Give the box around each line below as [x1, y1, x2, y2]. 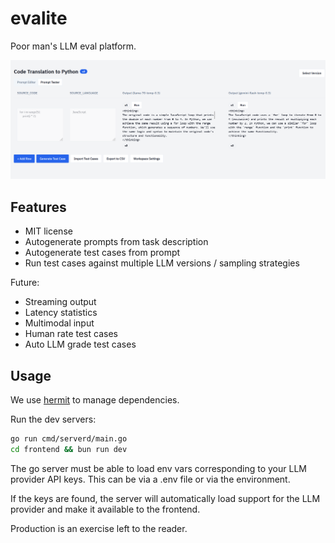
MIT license [24, 225, 73, 237]
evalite [10, 7, 68, 30]
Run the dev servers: [10, 413, 97, 426]
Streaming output [24, 296, 97, 308]
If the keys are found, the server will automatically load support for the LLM [10, 492, 321, 504]
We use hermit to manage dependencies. [10, 394, 180, 406]
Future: [10, 277, 40, 289]
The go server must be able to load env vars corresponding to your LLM [10, 462, 307, 474]
